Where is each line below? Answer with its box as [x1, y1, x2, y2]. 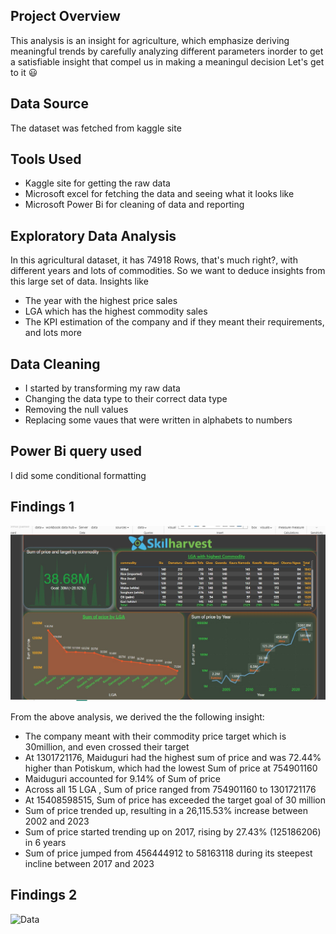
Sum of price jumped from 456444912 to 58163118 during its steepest [24, 847, 313, 859]
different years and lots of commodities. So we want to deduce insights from [10, 265, 326, 277]
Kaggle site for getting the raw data [24, 177, 171, 189]
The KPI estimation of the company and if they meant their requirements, [24, 316, 325, 328]
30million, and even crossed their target [24, 740, 190, 753]
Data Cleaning [10, 355, 101, 373]
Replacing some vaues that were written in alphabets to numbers [24, 414, 293, 426]
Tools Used [10, 151, 82, 168]
